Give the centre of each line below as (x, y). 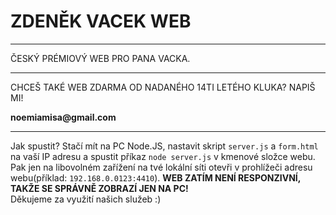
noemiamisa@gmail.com (63, 117)
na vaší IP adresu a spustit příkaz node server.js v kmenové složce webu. (163, 156)
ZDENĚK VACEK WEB (101, 21)
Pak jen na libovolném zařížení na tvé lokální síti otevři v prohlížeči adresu (161, 167)
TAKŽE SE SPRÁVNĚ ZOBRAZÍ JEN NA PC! (99, 188)
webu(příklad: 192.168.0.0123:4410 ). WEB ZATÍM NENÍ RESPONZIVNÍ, (156, 177)
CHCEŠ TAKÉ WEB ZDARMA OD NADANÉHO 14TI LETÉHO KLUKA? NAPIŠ (163, 87)
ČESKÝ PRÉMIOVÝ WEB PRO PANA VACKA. (100, 58)
